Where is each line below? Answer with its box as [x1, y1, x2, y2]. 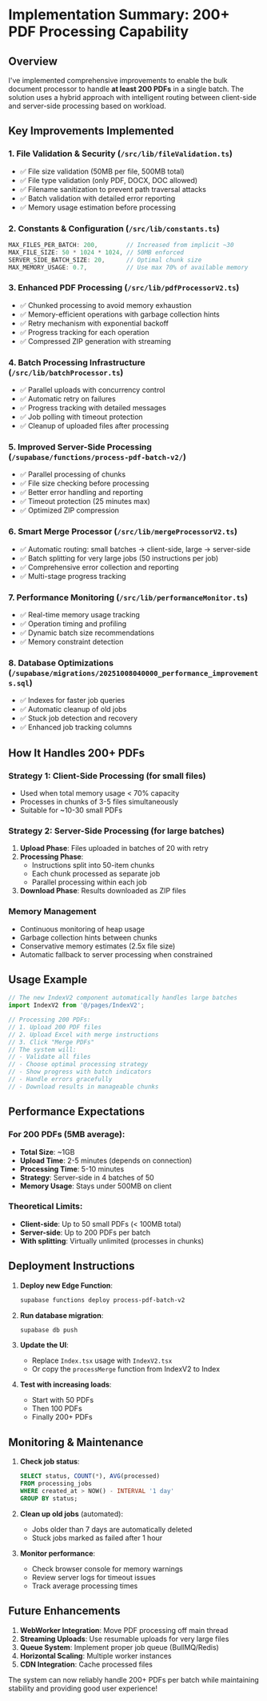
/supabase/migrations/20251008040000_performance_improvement [11, 669, 259, 677]
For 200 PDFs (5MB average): [8, 1129, 126, 1140]
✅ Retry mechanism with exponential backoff [19, 318, 169, 328]
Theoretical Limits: [8, 1201, 83, 1212]
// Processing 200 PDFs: [8, 1016, 91, 1024]
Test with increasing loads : [19, 1380, 112, 1389]
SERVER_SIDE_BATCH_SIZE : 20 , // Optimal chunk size [8, 256, 202, 264]
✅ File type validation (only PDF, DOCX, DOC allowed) [19, 175, 198, 185]
